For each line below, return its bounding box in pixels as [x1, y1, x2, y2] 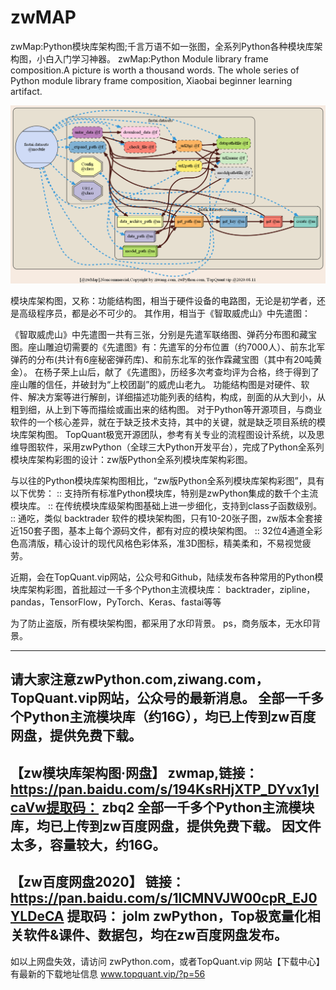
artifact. [10, 85, 43, 97]
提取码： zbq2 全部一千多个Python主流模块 [46, 799, 315, 816]
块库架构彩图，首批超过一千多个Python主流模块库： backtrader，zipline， [10, 583, 316, 595]
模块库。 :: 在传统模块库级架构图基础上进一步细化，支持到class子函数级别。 [10, 499, 322, 511]
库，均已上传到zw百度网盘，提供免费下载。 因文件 [10, 817, 322, 835]
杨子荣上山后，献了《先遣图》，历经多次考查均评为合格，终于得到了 [43, 366, 320, 378]
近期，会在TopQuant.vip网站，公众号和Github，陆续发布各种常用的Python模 [10, 571, 324, 583]
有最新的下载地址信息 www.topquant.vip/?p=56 [10, 967, 206, 980]
